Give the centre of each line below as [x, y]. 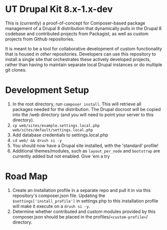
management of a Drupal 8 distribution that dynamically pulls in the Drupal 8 [83, 28]
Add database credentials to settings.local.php [60, 135]
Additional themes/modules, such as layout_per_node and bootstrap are [86, 150]
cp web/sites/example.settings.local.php [56, 125]
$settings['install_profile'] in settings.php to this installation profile [85, 200]
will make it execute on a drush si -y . [51, 206]
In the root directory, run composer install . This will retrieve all [77, 104]
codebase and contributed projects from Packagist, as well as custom [77, 33]
